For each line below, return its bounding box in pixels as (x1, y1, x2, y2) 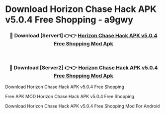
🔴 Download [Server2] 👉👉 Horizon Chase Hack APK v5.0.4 (9, 64, 158, 71)
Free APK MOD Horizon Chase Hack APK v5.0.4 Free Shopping (5, 93, 135, 99)
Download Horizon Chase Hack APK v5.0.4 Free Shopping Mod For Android (5, 103, 160, 109)
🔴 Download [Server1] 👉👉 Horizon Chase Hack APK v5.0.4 (9, 32, 158, 39)
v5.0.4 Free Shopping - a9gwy (5, 14, 133, 25)
